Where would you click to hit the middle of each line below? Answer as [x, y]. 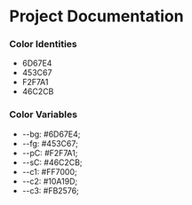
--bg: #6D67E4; [51, 134]
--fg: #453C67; [50, 143]
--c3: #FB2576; [51, 190]
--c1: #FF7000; [49, 171]
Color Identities [43, 44]
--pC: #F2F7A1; [50, 153]
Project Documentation [96, 16]
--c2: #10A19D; [50, 181]
